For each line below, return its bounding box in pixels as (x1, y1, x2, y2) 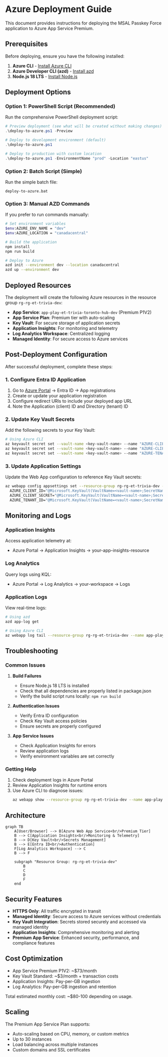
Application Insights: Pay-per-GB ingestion (12, 978, 100, 984)
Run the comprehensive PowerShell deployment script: (5, 114, 118, 120)
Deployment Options (5, 88, 71, 96)
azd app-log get (5, 619, 39, 624)
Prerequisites (5, 40, 48, 48)
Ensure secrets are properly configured (19, 723, 101, 729)
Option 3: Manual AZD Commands (5, 200, 90, 207)
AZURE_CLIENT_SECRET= (9, 493, 55, 498)
